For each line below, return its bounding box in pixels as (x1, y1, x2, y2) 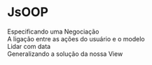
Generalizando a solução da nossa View (7, 50, 123, 58)
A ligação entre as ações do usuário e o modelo (7, 34, 145, 43)
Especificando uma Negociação (7, 27, 99, 36)
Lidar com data (7, 42, 51, 50)
